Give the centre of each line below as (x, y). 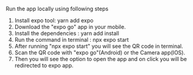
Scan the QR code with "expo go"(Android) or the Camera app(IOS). (100, 53)
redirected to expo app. (44, 65)
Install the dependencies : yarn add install (67, 33)
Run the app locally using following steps (57, 9)
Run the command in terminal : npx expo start (72, 40)
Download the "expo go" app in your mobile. (70, 27)
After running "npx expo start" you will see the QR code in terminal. (99, 46)
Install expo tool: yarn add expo (54, 20)
